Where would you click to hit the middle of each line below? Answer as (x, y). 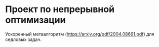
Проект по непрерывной (60, 9)
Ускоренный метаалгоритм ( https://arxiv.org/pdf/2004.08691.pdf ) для (80, 34)
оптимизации (35, 20)
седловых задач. (24, 39)
